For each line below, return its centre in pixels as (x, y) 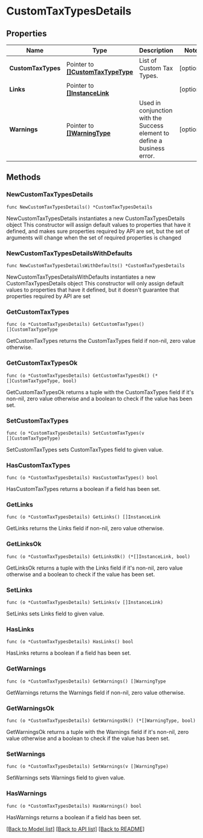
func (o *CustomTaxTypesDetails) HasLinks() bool (70, 642)
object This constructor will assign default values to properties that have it (98, 224)
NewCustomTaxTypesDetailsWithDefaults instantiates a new (81, 277)
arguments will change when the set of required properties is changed (94, 238)
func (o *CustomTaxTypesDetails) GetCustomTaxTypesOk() (78, 375)
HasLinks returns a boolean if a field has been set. (69, 653)
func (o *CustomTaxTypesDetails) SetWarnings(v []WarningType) (88, 767)
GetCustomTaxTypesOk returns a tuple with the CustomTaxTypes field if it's (100, 392)
